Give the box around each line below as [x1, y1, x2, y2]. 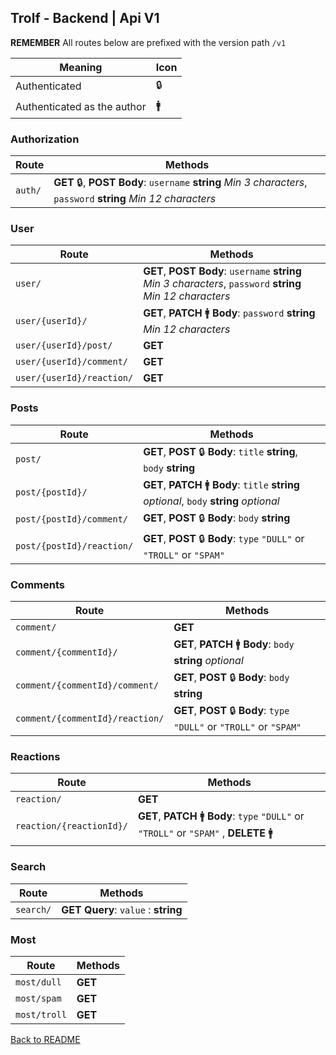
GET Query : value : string [61, 902, 183, 916]
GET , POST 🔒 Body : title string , [143, 444, 298, 458]
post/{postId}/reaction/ [15, 541, 134, 552]
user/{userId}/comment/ [15, 356, 129, 368]
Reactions [10, 749, 61, 763]
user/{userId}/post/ [15, 340, 113, 351]
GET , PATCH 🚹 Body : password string [143, 306, 316, 320]
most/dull [15, 976, 62, 988]
